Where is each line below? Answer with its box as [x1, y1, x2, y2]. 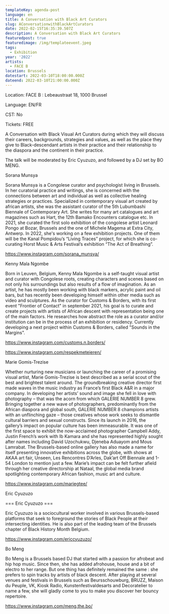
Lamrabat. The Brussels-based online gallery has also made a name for [5, 444, 154, 450]
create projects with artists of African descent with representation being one [5, 308, 164, 314]
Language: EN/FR [5, 102, 42, 108]
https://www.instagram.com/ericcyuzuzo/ [5, 536, 92, 542]
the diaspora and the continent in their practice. [5, 147, 104, 153]
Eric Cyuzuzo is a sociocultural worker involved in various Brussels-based [5, 510, 159, 516]
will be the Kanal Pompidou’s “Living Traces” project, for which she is [5, 236, 149, 242]
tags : [5, 45, 17, 50]
